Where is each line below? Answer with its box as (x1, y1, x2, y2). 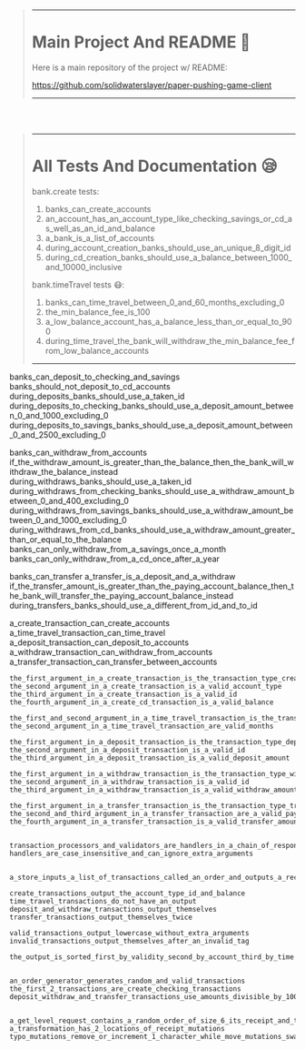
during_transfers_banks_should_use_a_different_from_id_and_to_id (9, 600, 258, 611)
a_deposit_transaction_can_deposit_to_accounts (9, 637, 189, 648)
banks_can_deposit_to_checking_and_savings (9, 371, 181, 382)
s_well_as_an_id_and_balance (44, 223, 156, 234)
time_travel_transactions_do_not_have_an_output (9, 896, 197, 905)
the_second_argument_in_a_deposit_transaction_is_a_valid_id (9, 745, 246, 754)
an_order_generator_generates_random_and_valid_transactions (9, 976, 246, 985)
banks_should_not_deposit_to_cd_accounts (9, 380, 171, 391)
